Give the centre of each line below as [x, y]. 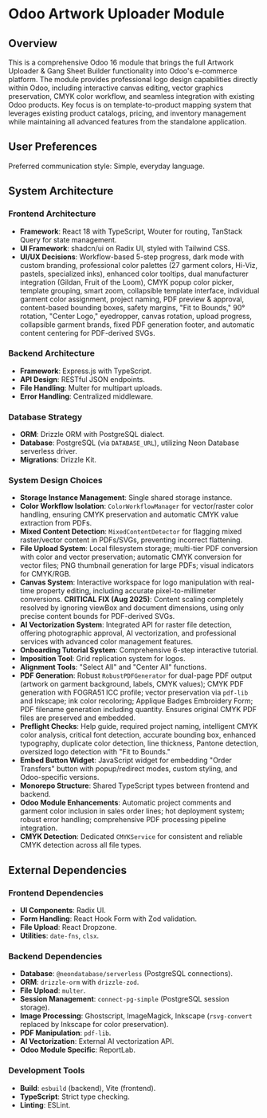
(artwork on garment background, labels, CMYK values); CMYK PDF [132, 684]
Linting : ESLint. [45, 1104]
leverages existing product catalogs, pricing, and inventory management [128, 113]
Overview [33, 43]
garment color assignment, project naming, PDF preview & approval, [132, 299]
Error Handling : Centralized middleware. [86, 396]
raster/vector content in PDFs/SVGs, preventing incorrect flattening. [131, 540]
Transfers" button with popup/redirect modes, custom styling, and [128, 769]
